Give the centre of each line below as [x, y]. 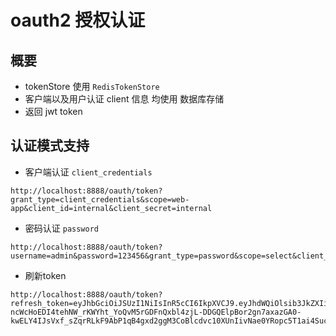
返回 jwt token [53, 111]
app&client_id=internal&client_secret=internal [111, 208]
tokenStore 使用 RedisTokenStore [92, 86]
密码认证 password [62, 228]
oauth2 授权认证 [78, 20]
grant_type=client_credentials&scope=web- [100, 199]
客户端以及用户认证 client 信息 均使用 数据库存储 [124, 99]
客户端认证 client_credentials [88, 172]
